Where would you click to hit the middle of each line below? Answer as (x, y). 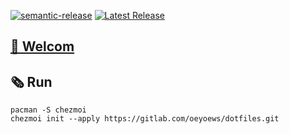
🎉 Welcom (42, 46)
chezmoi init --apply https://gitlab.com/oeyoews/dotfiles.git (145, 119)
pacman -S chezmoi (48, 110)
